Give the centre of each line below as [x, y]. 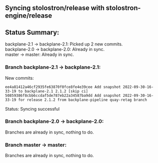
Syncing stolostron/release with [55, 8]
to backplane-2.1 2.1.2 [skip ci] [53, 91]
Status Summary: [32, 32]
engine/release [29, 16]
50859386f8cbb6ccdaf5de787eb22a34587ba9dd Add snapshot [63, 95]
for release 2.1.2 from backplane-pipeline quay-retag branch [82, 100]
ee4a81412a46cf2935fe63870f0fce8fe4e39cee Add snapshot [63, 87]
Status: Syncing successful [32, 109]
